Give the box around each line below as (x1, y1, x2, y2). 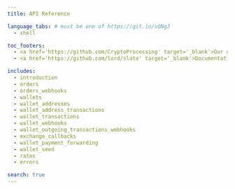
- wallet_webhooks (13, 120, 68, 127)
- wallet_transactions (13, 113, 80, 120)
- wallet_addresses (13, 100, 71, 107)
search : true (7, 171, 45, 178)
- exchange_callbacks (13, 132, 77, 140)
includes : (7, 68, 36, 75)
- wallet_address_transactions (13, 106, 105, 114)
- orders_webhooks (13, 87, 68, 94)
